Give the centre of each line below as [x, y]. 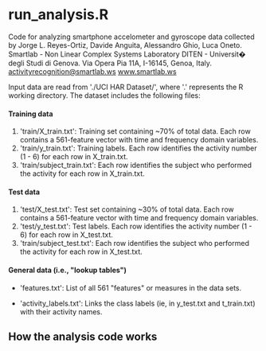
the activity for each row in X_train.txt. [82, 174]
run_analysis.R [59, 15]
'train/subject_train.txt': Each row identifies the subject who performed [136, 166]
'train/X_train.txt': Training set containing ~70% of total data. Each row [135, 131]
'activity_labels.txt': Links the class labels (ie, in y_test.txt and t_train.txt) [138, 303]
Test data [24, 192]
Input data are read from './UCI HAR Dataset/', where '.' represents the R [126, 87]
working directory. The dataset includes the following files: [104, 95]
